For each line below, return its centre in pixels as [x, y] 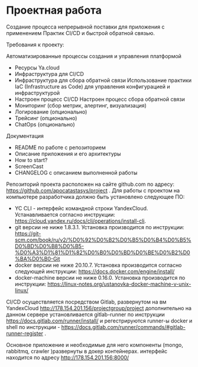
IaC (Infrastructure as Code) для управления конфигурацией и [92, 86]
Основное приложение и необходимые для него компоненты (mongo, [95, 344]
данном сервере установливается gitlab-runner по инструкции [86, 314]
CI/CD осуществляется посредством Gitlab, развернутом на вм [86, 302]
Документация [25, 136]
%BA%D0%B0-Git [37, 258]
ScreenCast [29, 166]
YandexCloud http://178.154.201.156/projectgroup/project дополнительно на [99, 308]
